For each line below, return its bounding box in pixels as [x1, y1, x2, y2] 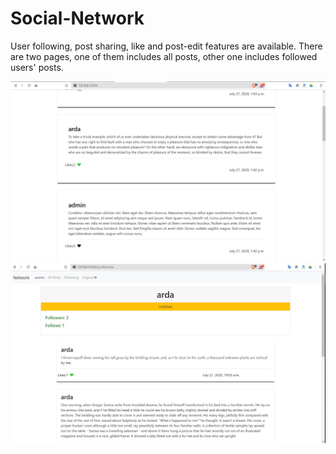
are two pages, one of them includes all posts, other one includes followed [10, 50, 318, 62]
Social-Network [10, 7, 145, 30]
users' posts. [10, 61, 64, 73]
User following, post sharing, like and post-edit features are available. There [10, 40, 323, 52]
